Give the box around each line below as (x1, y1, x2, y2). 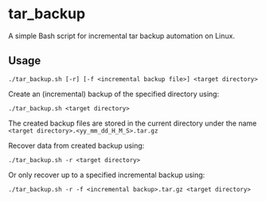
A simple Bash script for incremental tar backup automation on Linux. (8, 31, 235, 41)
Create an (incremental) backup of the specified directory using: (8, 89, 220, 99)
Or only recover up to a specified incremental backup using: (8, 170, 205, 180)
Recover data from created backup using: (8, 141, 145, 150)
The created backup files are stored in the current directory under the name (8, 118, 257, 128)
